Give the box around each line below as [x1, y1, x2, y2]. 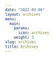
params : [14, 26, 29, 31]
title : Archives [5, 44, 38, 49]
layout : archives [5, 12, 41, 17]
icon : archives [18, 30, 50, 35]
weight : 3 [14, 35, 34, 40]
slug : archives [5, 40, 36, 45]
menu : [5, 16, 16, 21]
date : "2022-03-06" [5, 7, 45, 12]
